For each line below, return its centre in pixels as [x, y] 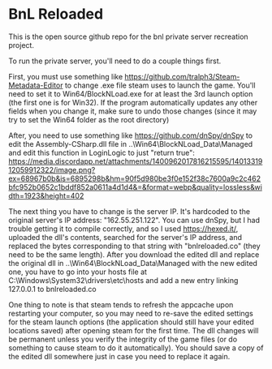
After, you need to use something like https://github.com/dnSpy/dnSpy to [131, 135]
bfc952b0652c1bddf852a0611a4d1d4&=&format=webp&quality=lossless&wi [135, 187]
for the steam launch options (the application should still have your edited [131, 322]
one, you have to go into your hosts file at [78, 272]
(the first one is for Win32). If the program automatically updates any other [133, 102]
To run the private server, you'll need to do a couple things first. [115, 61]
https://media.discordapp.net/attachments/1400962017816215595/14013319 [136, 161]
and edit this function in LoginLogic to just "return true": [101, 152]
